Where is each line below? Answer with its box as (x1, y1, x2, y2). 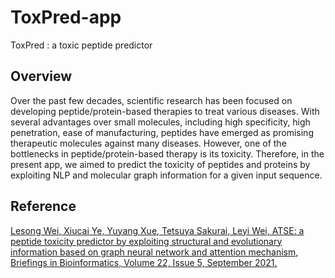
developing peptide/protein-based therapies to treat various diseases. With (10, 105, 320, 117)
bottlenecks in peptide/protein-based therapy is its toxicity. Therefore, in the (10, 147, 325, 160)
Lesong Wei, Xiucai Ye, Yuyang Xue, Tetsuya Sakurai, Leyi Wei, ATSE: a (10, 224, 305, 236)
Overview (10, 68, 73, 85)
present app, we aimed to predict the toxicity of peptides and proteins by (10, 158, 311, 170)
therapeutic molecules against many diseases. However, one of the (10, 137, 287, 149)
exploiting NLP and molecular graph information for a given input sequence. (10, 169, 323, 181)
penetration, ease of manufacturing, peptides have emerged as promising (10, 126, 314, 138)
